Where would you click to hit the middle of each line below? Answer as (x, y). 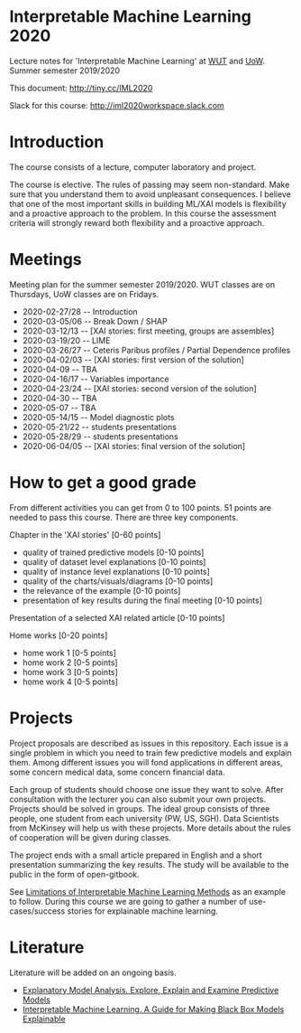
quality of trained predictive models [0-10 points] (113, 552)
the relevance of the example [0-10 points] (101, 590)
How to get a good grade (103, 483)
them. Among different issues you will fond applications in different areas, (146, 762)
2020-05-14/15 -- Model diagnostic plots (98, 417)
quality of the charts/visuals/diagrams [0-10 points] (118, 581)
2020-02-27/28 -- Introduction (80, 311)
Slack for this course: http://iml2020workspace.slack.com (117, 105)
